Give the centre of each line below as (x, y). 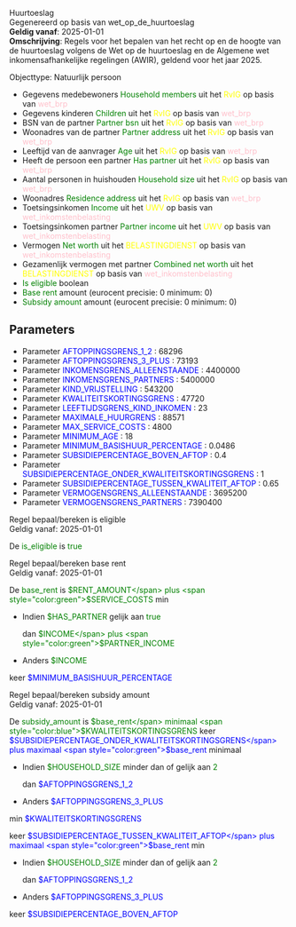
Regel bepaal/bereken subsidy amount (80, 694)
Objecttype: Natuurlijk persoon (66, 77)
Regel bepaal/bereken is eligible (68, 519)
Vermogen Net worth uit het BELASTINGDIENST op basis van (134, 245)
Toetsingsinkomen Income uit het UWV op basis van (117, 207)
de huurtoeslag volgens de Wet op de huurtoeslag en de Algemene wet (139, 51)
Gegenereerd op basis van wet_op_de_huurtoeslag (102, 22)
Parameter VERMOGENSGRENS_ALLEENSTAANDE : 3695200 (135, 493)
